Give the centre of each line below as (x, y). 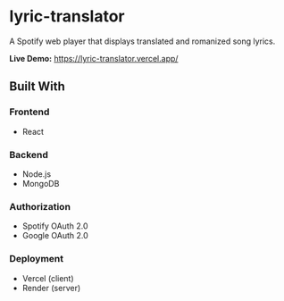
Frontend (29, 112)
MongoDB (41, 183)
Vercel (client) (48, 278)
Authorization (40, 206)
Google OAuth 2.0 (55, 236)
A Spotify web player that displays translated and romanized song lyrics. (142, 41)
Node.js (37, 174)
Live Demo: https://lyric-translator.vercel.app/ (94, 58)
